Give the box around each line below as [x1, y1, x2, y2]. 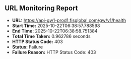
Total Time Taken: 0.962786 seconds [12, 33, 91, 39]
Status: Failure [12, 43, 43, 49]
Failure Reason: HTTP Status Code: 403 [12, 49, 96, 55]
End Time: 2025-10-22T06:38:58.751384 [12, 27, 98, 34]
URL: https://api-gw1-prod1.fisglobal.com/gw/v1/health [12, 17, 126, 23]
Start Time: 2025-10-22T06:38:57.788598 [12, 22, 100, 28]
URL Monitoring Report [5, 4, 79, 12]
